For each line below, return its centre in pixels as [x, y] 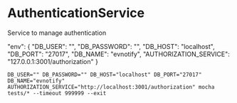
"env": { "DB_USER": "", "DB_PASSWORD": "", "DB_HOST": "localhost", [111, 46]
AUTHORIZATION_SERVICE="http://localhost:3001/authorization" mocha [111, 87]
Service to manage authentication [57, 33]
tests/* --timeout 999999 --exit [57, 93]
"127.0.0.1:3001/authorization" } [53, 61]
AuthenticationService [76, 13]
